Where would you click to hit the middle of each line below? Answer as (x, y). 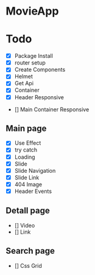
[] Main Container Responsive (52, 109)
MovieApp (32, 11)
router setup (30, 63)
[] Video (25, 225)
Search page (30, 251)
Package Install (33, 56)
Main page (26, 128)
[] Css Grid (28, 265)
